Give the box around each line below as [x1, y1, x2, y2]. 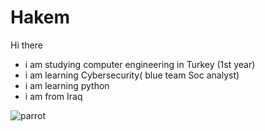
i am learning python [24, 79, 110, 91]
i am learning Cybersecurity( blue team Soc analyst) [24, 69, 240, 81]
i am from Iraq [24, 90, 83, 102]
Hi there [10, 39, 43, 51]
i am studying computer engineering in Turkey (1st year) [24, 58, 256, 70]
